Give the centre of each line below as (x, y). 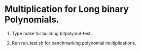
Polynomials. (32, 20)
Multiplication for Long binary (67, 9)
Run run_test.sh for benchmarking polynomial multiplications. (74, 43)
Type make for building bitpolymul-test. (52, 33)
